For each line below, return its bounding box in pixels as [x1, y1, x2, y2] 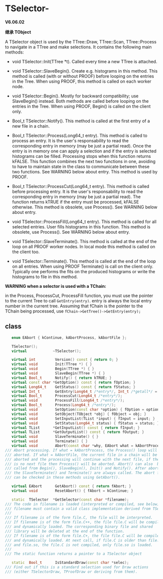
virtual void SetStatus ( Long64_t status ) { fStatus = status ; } [11, 421, 160, 426]
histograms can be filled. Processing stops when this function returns [12, 153, 151, 159]
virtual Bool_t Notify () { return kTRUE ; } [11, 375, 112, 380]
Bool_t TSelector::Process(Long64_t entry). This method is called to [12, 132, 147, 138]
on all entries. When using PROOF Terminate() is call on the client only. [12, 263, 154, 269]
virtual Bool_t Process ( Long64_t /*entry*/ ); [11, 403, 116, 408]
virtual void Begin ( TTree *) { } [11, 366, 95, 372]
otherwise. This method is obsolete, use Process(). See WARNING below [12, 204, 158, 210]
